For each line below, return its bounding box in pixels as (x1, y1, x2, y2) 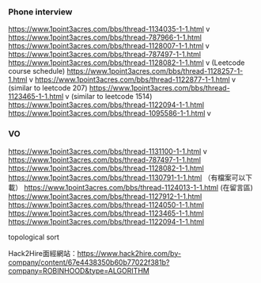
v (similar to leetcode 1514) (65, 92, 153, 101)
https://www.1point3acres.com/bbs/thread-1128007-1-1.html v (8, 41, 210, 51)
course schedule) (8, 67, 66, 76)
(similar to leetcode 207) (8, 83, 89, 93)
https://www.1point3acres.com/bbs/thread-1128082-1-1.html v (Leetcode (8, 58, 245, 67)
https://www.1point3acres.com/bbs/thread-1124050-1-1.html (8, 200, 204, 209)
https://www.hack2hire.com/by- (77, 248, 182, 258)
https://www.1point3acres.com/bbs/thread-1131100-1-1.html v (8, 146, 207, 156)
